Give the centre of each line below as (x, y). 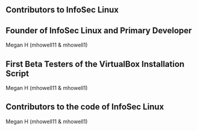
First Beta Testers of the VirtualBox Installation (95, 64)
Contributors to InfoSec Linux (62, 10)
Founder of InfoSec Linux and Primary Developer (99, 30)
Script (17, 73)
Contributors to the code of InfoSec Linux (85, 107)
